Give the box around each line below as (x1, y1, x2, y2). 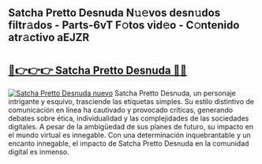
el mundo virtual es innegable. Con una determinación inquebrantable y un (8, 130, 251, 140)
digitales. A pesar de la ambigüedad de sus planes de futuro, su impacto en (8, 122, 254, 131)
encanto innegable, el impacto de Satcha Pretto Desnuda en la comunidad (8, 139, 249, 148)
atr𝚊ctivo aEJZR (8, 31, 89, 44)
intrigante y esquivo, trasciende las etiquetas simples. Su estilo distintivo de (8, 97, 255, 106)
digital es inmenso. (8, 147, 69, 156)
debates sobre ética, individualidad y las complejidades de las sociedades (8, 114, 249, 123)
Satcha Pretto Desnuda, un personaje (114, 88, 237, 98)
